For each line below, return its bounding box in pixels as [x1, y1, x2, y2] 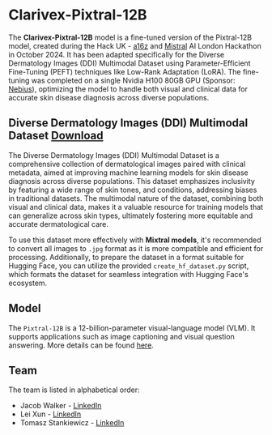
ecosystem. [8, 278, 48, 288]
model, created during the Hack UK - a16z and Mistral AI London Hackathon [8, 41, 261, 50]
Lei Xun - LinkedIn [19, 409, 82, 419]
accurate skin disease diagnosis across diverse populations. [8, 92, 210, 102]
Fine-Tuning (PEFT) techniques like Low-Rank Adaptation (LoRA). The [8, 66, 241, 76]
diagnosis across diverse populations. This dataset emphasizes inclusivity [8, 176, 255, 186]
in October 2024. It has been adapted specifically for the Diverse [8, 49, 225, 59]
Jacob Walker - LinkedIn [19, 401, 102, 411]
